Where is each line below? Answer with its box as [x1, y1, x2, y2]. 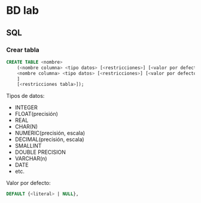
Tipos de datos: [6, 92, 45, 100]
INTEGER [14, 104, 38, 111]
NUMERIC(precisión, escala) [14, 130, 86, 137]
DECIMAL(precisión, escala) [14, 136, 85, 143]
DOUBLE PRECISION [14, 148, 66, 156]
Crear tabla [6, 46, 40, 54]
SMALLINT [14, 142, 42, 150]
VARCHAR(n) [14, 155, 47, 162]
